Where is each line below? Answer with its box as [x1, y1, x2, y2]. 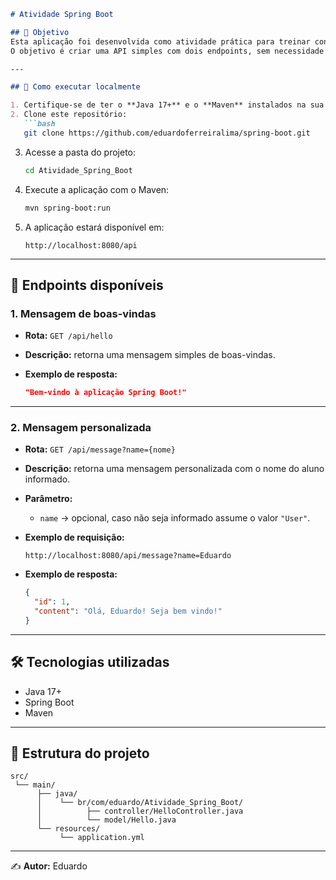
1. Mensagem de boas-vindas [10, 306, 157, 320]
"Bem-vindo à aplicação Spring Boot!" [24, 388, 187, 398]
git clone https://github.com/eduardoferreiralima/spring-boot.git [23, 128, 311, 138]
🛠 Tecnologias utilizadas [10, 654, 170, 671]
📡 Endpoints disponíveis [10, 276, 164, 294]
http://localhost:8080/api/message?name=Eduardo [24, 551, 232, 561]
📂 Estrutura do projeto [10, 745, 150, 762]
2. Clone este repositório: [10, 110, 128, 120]
